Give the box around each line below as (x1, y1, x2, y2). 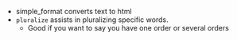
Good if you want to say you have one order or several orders (27, 24, 229, 32)
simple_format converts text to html (15, 7, 133, 16)
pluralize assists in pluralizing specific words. (15, 15, 169, 24)
